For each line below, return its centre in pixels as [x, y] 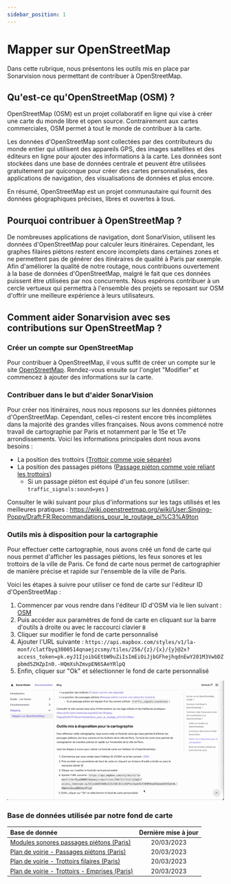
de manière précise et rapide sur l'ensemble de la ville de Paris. [97, 571]
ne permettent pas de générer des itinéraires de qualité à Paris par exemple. [115, 259]
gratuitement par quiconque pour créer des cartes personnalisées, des [108, 171]
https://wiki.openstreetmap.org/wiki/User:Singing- [141, 509]
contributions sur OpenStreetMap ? [85, 328]
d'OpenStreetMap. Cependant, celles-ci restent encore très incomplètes [109, 417]
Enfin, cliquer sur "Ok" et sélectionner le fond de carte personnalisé [113, 671]
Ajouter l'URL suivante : [50, 642]
